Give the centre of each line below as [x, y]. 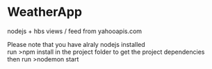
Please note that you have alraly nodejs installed [76, 44]
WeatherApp [44, 12]
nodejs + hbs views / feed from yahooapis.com [75, 31]
